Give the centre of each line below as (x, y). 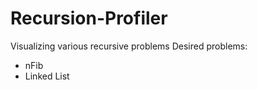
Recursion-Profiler (89, 18)
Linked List (47, 76)
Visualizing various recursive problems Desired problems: (129, 46)
